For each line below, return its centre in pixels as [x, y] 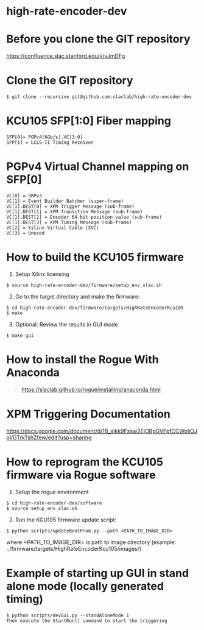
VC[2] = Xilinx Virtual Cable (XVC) [53, 228]
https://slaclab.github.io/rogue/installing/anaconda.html [91, 389]
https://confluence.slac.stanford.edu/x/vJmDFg [66, 56]
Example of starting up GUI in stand [98, 573]
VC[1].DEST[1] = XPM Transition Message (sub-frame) [75, 211]
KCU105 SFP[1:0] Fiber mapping [89, 121]
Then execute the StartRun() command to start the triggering [87, 621]
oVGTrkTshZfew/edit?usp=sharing [49, 437]
